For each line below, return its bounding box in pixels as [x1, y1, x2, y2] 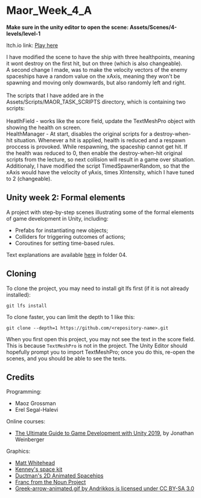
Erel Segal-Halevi [14, 406, 59, 414]
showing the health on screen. [6, 124, 81, 131]
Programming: [6, 388, 42, 396]
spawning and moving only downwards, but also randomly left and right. [6, 79, 186, 86]
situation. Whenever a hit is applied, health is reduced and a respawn [14, 136, 186, 143]
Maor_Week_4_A [6, 4, 92, 17]
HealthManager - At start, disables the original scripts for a [6, 130, 153, 137]
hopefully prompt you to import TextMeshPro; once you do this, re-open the [6, 348, 195, 356]
